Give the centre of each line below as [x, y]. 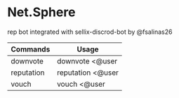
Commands [31, 49]
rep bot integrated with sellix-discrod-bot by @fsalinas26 [90, 32]
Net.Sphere [41, 12]
